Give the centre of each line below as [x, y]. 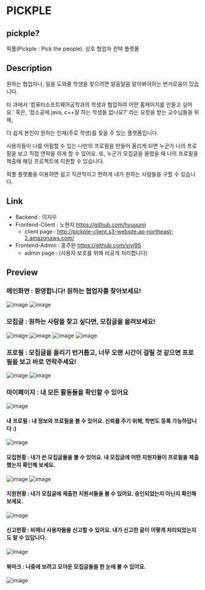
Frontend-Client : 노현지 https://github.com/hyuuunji [80, 225]
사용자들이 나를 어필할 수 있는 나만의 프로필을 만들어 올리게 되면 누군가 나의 [96, 146]
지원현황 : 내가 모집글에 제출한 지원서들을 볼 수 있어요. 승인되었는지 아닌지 [93, 494]
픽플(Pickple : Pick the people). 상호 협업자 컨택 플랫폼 [73, 49]
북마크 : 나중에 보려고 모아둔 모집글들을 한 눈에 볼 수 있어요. [76, 566]
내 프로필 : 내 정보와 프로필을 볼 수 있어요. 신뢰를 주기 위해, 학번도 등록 [89, 420]
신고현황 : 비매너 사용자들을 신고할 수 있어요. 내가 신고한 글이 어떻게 [86, 530]
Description [29, 68]
